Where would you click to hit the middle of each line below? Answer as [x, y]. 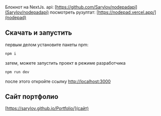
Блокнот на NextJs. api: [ [31, 7]
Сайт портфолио [32, 97]
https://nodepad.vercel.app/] [127, 12]
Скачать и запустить [39, 33]
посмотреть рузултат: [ [74, 12]
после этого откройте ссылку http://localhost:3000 [58, 81]
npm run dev [17, 72]
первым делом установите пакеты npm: [47, 45]
